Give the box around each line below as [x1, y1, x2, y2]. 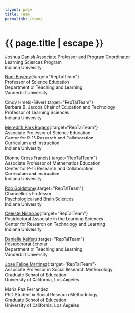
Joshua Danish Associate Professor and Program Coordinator [5, 54, 130, 60]
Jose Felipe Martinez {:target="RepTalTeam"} [5, 261, 96, 267]
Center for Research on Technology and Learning [5, 221, 106, 227]
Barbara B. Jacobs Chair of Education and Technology [5, 104, 116, 110]
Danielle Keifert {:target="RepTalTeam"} [5, 236, 85, 242]
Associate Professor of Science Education [5, 130, 91, 136]
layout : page [5, 7, 32, 12]
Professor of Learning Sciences [5, 109, 69, 116]
